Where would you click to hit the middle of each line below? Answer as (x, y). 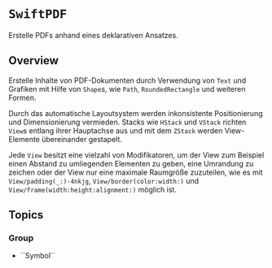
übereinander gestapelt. (82, 139)
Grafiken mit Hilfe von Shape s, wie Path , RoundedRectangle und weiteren (127, 89)
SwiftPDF (38, 14)
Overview (34, 61)
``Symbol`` (37, 256)
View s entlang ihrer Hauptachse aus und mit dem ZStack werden (116, 130)
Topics (26, 215)
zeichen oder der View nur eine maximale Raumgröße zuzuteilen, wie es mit (136, 172)
